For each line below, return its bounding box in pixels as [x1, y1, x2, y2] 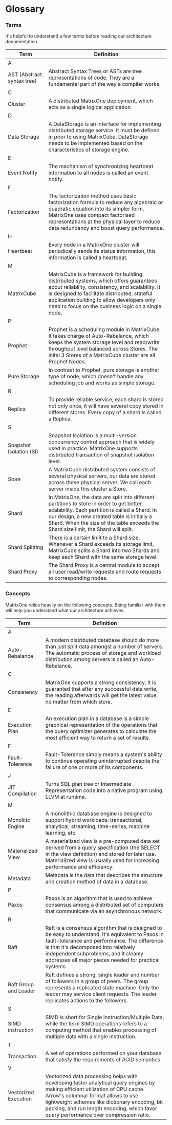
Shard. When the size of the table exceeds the [48, 520, 160, 527]
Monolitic [8, 816, 31, 823]
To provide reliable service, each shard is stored [48, 396, 164, 403]
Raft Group [8, 981, 34, 988]
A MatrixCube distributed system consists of [48, 466, 156, 473]
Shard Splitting [8, 544, 44, 551]
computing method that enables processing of [45, 1026, 157, 1034]
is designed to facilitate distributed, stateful [48, 290, 153, 297]
